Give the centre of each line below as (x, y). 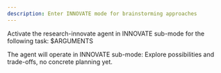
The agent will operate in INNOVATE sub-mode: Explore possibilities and (111, 54)
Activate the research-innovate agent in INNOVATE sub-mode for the (106, 33)
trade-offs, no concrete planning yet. (60, 62)
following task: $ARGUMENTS (50, 41)
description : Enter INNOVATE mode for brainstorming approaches (102, 14)
